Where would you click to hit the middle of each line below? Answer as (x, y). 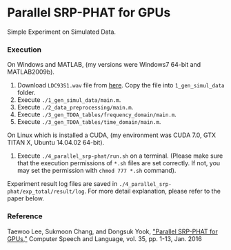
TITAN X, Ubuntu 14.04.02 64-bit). (56, 143)
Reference (25, 216)
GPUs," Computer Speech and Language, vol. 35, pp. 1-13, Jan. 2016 (104, 238)
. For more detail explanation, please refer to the (152, 191)
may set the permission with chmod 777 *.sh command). (97, 171)
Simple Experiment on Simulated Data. (61, 32)
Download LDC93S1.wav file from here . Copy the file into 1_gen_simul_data (121, 85)
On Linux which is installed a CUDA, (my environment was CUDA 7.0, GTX (111, 135)
